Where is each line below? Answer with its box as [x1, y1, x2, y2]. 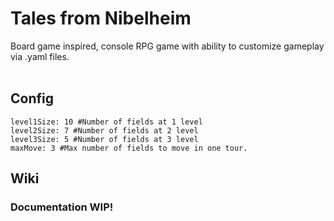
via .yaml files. [10, 50, 70, 62]
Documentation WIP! [10, 200, 114, 214]
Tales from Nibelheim [10, 7, 192, 30]
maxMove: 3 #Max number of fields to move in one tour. [10, 143, 248, 153]
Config [10, 90, 54, 107]
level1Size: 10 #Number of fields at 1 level [10, 117, 203, 127]
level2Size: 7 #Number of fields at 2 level [10, 125, 199, 136]
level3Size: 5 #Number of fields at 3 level [10, 134, 199, 144]
